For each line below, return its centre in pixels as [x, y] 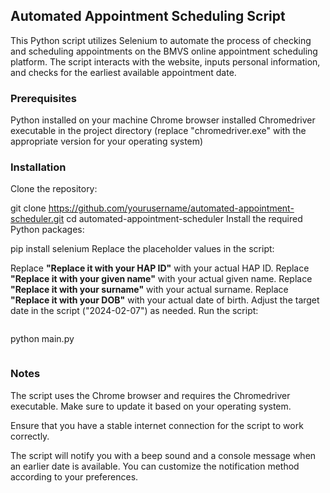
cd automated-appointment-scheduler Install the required [184, 219]
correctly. [30, 436]
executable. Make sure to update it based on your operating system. [151, 406]
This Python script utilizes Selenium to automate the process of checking [161, 40]
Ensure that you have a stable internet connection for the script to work [157, 425]
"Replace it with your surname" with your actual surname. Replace [149, 290]
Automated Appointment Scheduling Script [148, 16]
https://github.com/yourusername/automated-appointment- [171, 208]
